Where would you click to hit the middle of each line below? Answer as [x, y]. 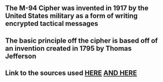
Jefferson [21, 56]
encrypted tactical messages [52, 24]
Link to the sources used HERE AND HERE [71, 73]
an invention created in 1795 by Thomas [68, 48]
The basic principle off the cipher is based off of [81, 41]
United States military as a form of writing [71, 16]
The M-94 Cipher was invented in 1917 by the [77, 8]
